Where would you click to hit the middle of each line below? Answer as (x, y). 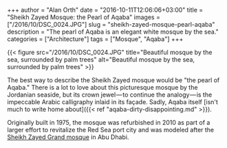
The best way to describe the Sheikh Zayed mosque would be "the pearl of (113, 80)
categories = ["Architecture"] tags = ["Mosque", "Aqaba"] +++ (95, 39)
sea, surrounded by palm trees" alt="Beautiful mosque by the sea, (101, 60)
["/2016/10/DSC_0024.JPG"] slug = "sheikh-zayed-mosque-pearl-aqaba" (111, 24)
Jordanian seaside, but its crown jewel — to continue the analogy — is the (110, 95)
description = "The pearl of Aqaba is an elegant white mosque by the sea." (113, 32)
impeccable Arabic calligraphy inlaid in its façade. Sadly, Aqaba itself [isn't (113, 102)
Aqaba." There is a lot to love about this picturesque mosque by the (102, 87)
